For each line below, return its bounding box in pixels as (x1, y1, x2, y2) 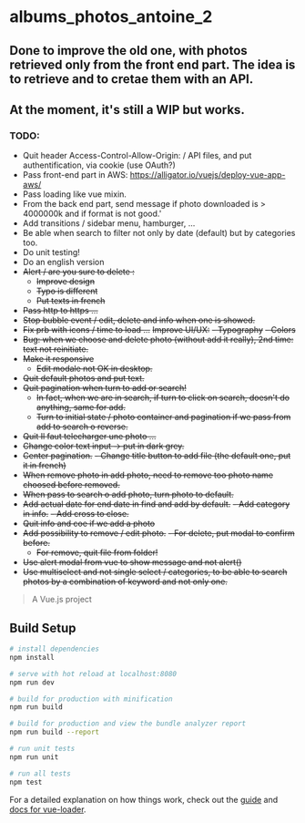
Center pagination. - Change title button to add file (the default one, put (22, 450, 291, 461)
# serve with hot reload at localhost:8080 (9, 669, 178, 678)
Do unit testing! (22, 247, 80, 258)
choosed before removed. (22, 479, 120, 490)
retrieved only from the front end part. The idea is (9, 57, 296, 72)
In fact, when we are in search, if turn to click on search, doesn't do (36, 392, 290, 403)
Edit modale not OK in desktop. (36, 363, 153, 375)
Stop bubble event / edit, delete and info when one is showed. (22, 314, 256, 325)
